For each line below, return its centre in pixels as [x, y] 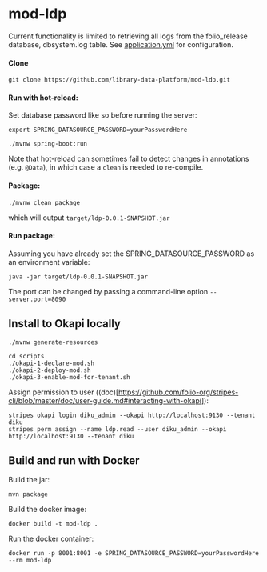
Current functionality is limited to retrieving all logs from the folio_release [128, 36]
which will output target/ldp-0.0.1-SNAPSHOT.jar [89, 218]
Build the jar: [29, 480]
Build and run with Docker [74, 460]
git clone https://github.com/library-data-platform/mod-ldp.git [119, 80]
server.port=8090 [37, 299]
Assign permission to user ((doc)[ [64, 392]
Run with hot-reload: [43, 98]
